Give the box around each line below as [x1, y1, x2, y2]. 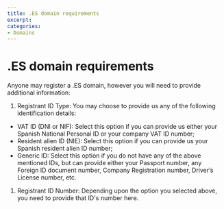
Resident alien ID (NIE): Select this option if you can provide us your [16, 137, 208, 145]
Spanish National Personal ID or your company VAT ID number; [16, 130, 195, 138]
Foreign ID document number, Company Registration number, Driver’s [16, 166, 214, 175]
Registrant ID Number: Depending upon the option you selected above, [16, 186, 218, 195]
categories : [7, 23, 41, 29]
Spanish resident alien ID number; [16, 145, 113, 153]
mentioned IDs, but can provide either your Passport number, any [16, 159, 202, 167]
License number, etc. [16, 173, 77, 182]
